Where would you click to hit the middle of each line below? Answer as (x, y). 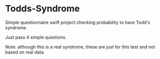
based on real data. (25, 52)
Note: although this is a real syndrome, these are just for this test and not (80, 47)
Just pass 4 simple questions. (36, 37)
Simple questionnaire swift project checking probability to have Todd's (78, 22)
